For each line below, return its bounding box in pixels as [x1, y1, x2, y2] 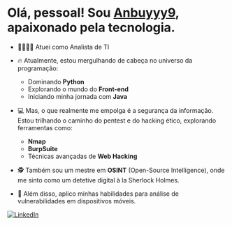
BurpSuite [27, 144, 58, 153]
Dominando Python [27, 77, 85, 86]
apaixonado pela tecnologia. [7, 20, 176, 36]
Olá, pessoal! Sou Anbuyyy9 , [7, 5, 180, 21]
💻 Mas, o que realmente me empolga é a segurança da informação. [17, 106, 214, 114]
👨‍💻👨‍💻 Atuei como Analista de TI [17, 42, 110, 51]
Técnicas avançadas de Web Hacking [27, 152, 138, 160]
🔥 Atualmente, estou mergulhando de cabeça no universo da [17, 56, 193, 64]
